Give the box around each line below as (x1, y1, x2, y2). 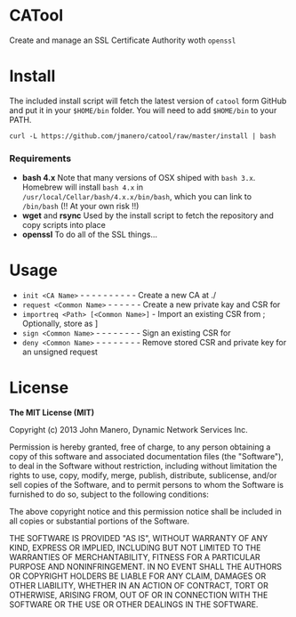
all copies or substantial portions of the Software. (9, 516, 189, 526)
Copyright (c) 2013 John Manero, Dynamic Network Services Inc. (9, 425, 249, 435)
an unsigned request (21, 346, 98, 357)
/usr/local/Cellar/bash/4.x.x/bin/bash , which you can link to (21, 191, 252, 202)
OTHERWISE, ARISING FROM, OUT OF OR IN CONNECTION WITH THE (9, 589, 268, 601)
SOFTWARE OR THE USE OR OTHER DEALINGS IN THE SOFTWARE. (9, 599, 259, 610)
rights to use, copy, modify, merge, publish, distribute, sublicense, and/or (9, 470, 277, 481)
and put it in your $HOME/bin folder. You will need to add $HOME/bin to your (9, 104, 277, 116)
